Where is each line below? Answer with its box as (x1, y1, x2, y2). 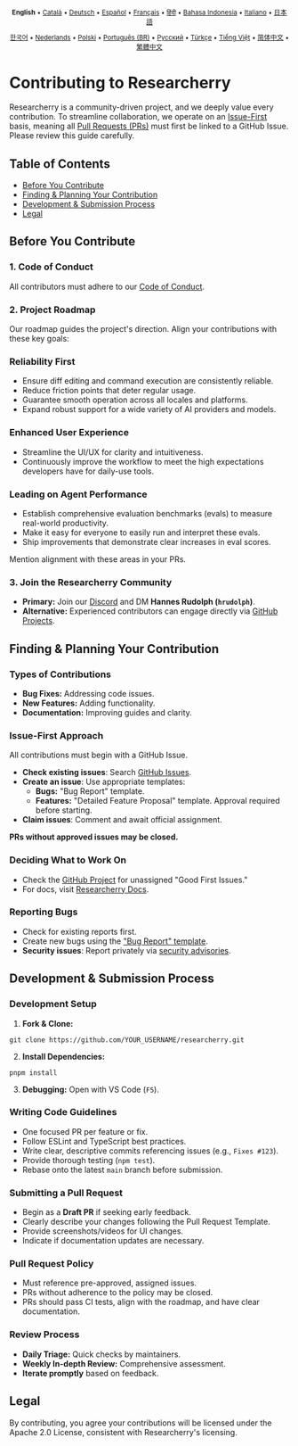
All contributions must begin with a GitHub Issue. (9, 749, 189, 761)
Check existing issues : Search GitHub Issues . (21, 767, 192, 778)
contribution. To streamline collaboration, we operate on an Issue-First (9, 112, 268, 122)
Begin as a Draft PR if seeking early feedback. (21, 1207, 191, 1218)
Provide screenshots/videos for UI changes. (21, 1226, 184, 1236)
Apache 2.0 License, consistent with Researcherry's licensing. (9, 1426, 238, 1437)
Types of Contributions (9, 668, 112, 681)
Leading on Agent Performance (9, 488, 149, 500)
